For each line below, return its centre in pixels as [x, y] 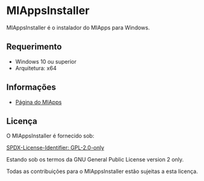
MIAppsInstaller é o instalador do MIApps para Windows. [78, 28]
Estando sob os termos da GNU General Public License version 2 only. [95, 160]
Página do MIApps [39, 102]
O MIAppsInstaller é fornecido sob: [51, 136]
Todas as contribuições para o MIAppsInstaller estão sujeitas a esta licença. [102, 171]
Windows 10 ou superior [46, 61]
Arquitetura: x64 [36, 68]
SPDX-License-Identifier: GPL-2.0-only [55, 148]
